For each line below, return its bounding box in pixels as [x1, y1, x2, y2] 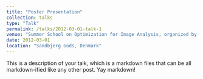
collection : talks [6, 15, 53, 21]
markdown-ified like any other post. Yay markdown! [6, 66, 136, 73]
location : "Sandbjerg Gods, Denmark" [6, 43, 102, 49]
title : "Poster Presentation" [6, 9, 83, 15]
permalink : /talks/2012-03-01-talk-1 [6, 26, 102, 32]
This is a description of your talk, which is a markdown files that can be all [6, 59, 191, 67]
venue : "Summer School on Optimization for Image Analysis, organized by [6, 32, 198, 38]
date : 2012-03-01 [6, 37, 50, 43]
